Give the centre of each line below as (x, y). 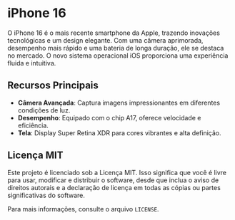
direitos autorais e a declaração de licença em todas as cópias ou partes (114, 187)
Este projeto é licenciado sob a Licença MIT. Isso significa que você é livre (117, 172)
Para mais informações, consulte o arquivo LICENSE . (83, 209)
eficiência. (33, 125)
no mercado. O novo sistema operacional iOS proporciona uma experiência (118, 56)
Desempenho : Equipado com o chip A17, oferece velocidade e (109, 117)
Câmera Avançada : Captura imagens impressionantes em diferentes (119, 103)
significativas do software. (46, 195)
